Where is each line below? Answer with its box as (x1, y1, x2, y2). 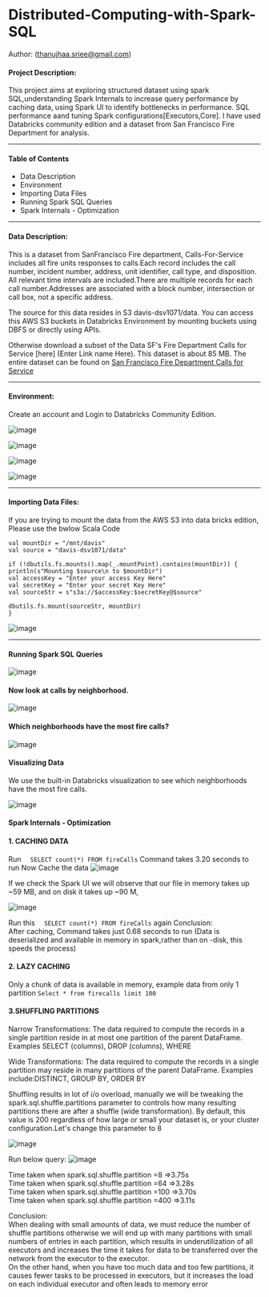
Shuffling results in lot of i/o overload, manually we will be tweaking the (8, 1089, 243, 1099)
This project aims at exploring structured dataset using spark (8, 86, 210, 95)
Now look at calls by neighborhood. (8, 685, 129, 695)
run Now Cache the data (8, 863, 90, 872)
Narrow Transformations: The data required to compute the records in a (8, 1024, 245, 1033)
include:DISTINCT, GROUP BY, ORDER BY (8, 1073, 147, 1083)
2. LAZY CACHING (8, 962, 70, 972)
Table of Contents (8, 154, 70, 164)
